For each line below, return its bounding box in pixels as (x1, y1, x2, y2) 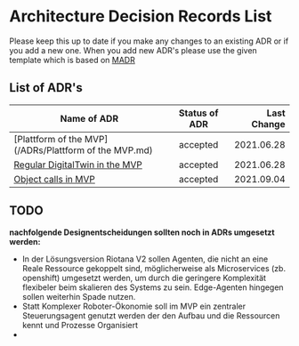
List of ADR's (9, 80, 83, 95)
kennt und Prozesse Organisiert (21, 319, 139, 330)
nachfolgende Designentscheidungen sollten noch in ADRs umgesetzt (9, 227, 275, 237)
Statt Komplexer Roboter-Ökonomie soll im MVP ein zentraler (21, 301, 246, 311)
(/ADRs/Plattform (13, 144, 85, 157)
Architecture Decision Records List (9, 6, 272, 27)
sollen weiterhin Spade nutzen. (21, 291, 136, 302)
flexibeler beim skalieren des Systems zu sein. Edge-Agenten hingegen (21, 282, 284, 293)
